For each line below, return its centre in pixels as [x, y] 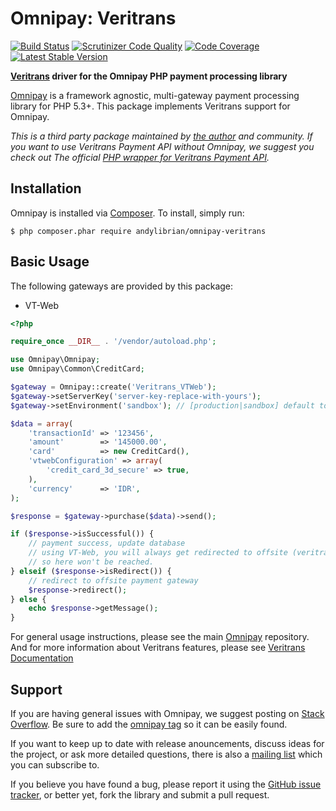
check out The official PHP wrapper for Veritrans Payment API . [140, 157]
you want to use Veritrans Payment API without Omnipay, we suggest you [162, 146]
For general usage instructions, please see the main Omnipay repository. [160, 637]
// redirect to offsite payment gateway [113, 580]
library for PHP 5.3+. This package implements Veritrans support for [150, 106]
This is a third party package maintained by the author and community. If [161, 136]
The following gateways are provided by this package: [122, 286]
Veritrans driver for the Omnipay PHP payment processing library [149, 76]
